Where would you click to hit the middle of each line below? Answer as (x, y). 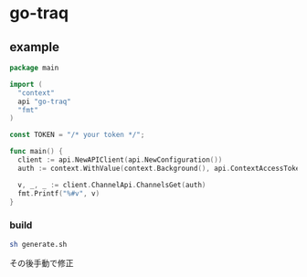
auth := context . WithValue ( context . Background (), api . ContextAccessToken (161, 168)
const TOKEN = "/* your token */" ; (77, 135)
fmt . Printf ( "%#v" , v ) (59, 193)
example (35, 47)
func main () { (37, 152)
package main (34, 68)
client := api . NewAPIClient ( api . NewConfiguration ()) (120, 160)
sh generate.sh (38, 244)
